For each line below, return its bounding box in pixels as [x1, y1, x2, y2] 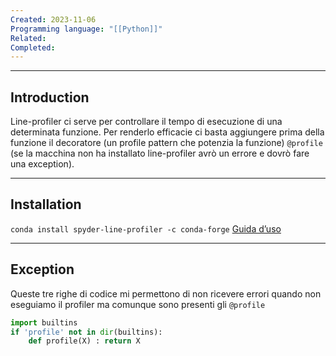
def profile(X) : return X [28, 336, 141, 346]
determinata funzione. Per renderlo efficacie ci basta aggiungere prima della [10, 126, 325, 138]
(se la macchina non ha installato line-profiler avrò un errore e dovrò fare [10, 147, 310, 160]
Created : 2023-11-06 [10, 14, 97, 25]
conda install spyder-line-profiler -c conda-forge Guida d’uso [10, 222, 282, 235]
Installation [10, 196, 82, 213]
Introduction [10, 89, 90, 106]
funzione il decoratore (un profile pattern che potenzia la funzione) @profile [10, 137, 323, 149]
